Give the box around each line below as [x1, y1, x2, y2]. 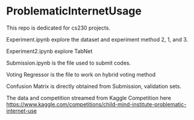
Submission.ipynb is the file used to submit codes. [6, 59, 131, 66]
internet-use [6, 107, 37, 114]
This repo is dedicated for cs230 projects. [6, 24, 110, 31]
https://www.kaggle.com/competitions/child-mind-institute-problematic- [6, 101, 187, 108]
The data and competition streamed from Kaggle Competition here [6, 94, 172, 101]
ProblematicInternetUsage [6, 4, 142, 18]
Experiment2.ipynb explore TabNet [6, 47, 93, 55]
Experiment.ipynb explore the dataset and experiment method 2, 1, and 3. [6, 36, 189, 43]
